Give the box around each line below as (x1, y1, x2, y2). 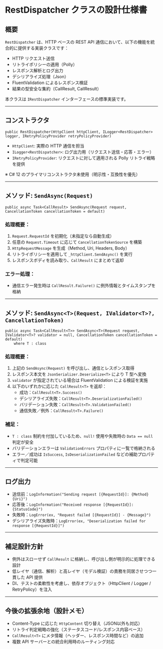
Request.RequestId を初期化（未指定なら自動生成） (12, 233, 114, 239)
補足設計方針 (5, 542, 44, 550)
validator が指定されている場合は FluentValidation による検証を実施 (12, 377, 148, 383)
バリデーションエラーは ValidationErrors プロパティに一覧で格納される (12, 445, 156, 451)
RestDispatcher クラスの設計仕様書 (5, 4, 147, 16)
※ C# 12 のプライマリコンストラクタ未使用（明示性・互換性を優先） (5, 171, 141, 177)
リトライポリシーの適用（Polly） (12, 62, 78, 67)
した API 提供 (16, 574, 43, 581)
